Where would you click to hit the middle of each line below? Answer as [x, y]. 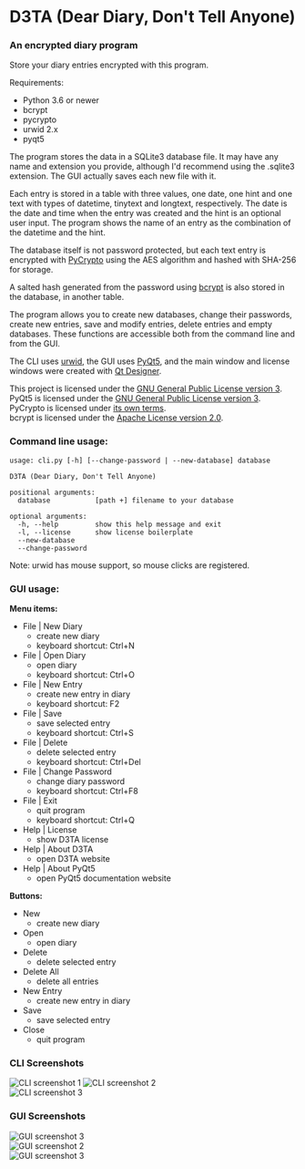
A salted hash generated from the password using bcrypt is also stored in [147, 287]
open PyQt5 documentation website [103, 878]
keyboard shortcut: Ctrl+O [85, 675]
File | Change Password [67, 771]
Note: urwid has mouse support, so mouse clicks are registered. [130, 565]
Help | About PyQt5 [59, 869]
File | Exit [40, 801]
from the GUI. [35, 344]
